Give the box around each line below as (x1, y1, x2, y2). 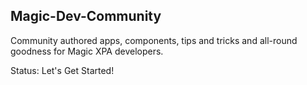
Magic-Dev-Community (10, 8, 162, 25)
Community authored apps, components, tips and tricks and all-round (10, 34, 298, 46)
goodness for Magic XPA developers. (10, 45, 164, 57)
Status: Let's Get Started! (10, 64, 115, 76)
